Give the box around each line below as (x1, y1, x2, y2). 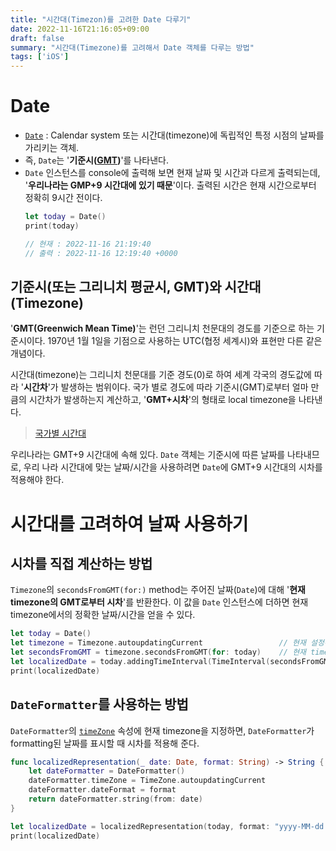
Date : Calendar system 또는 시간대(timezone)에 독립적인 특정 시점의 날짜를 (24, 129, 325, 141)
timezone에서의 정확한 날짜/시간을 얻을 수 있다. (10, 609, 196, 621)
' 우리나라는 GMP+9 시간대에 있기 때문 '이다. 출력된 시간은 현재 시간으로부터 (24, 179, 317, 191)
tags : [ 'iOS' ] (10, 52, 70, 62)
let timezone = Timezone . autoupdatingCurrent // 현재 (10, 638, 307, 648)
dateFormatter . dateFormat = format (28, 785, 177, 795)
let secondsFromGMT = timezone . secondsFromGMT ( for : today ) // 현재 (10, 647, 307, 658)
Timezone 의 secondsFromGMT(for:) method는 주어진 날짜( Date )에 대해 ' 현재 (10, 584, 306, 596)
